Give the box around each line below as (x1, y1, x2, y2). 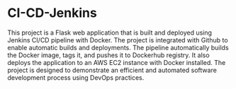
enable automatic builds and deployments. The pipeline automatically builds (7, 43, 229, 52)
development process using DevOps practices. (7, 73, 145, 82)
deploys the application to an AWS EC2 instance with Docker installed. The (7, 58, 226, 66)
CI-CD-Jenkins (7, 5, 97, 21)
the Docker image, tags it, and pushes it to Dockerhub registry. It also (7, 51, 210, 59)
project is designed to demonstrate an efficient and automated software (7, 66, 218, 74)
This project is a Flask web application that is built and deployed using (7, 28, 213, 37)
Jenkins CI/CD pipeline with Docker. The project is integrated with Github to (7, 35, 228, 44)
